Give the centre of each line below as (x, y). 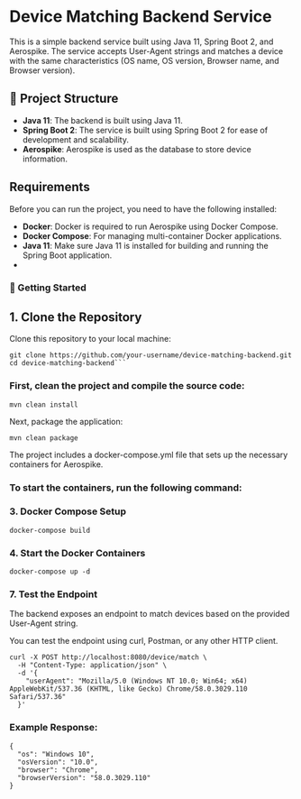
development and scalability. (75, 139)
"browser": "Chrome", (58, 770)
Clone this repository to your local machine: (90, 339)
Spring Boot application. (67, 255)
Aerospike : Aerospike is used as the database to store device (137, 149)
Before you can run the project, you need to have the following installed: (143, 208)
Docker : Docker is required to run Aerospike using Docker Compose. (150, 226)
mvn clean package (44, 438)
